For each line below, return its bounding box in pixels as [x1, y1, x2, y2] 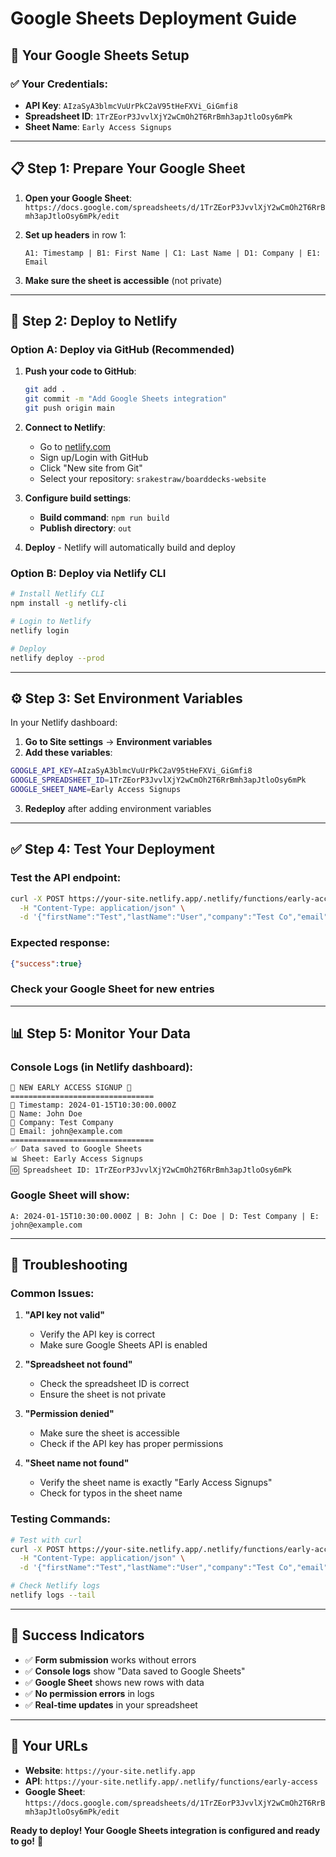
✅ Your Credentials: [10, 77, 108, 91]
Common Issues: [10, 1287, 95, 1301]
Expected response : [10, 936, 110, 950]
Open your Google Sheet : [24, 192, 132, 204]
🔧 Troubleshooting [10, 1257, 128, 1274]
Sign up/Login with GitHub [39, 452, 149, 463]
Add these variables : [24, 747, 113, 759]
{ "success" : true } [10, 958, 83, 969]
